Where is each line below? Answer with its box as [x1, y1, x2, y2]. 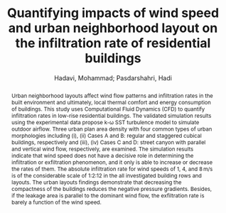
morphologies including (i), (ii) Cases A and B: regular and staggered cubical [11, 131, 202, 139]
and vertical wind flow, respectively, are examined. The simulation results [11, 145, 194, 153]
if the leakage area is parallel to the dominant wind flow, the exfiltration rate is [11, 192, 205, 200]
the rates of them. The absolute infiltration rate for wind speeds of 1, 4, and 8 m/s [11, 165, 213, 173]
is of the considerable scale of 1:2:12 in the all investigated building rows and [11, 172, 202, 179]
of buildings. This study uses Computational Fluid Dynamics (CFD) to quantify [11, 105, 205, 113]
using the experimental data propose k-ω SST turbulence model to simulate [11, 119, 200, 126]
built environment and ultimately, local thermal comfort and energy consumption [11, 98, 212, 106]
